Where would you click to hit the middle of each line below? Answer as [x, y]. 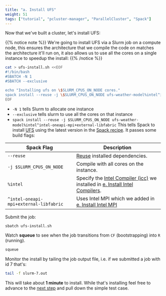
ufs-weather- [125, 120]
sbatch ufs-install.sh [28, 226]
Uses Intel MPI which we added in [115, 198]
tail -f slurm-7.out [26, 273]
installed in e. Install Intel [105, 184]
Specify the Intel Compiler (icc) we [117, 178]
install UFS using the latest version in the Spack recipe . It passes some [84, 130]
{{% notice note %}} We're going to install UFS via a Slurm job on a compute [83, 43]
